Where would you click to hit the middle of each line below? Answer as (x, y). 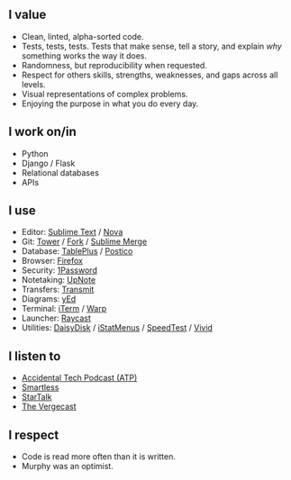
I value (27, 15)
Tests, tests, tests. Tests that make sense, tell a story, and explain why (152, 46)
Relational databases (60, 172)
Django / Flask (48, 163)
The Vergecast (49, 407)
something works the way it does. (84, 55)
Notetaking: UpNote (59, 280)
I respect (34, 435)
